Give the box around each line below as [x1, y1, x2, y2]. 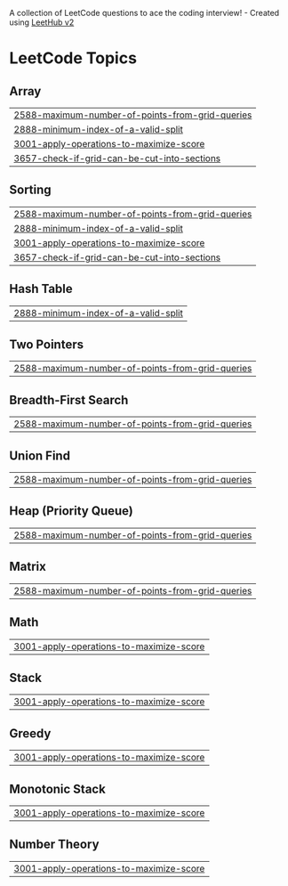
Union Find [9, 448, 71, 463]
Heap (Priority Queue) [9, 503, 133, 519]
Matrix [9, 559, 46, 574]
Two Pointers [9, 337, 84, 353]
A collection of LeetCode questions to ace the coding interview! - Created [9, 8, 280, 18]
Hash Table [9, 281, 73, 297]
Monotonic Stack [9, 781, 107, 796]
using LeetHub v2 [9, 17, 75, 28]
